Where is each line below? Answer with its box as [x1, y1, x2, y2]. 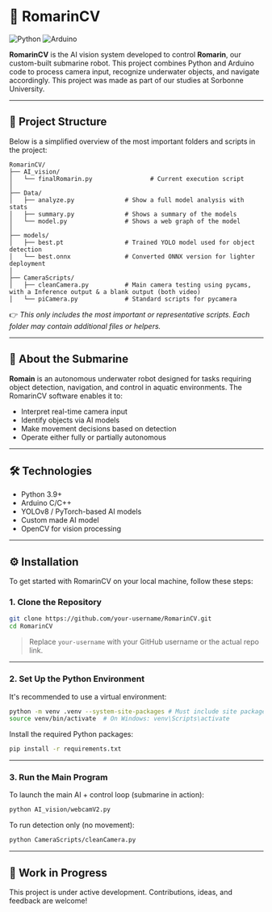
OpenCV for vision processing [20, 524, 122, 534]
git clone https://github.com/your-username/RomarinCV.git [9, 615, 212, 623]
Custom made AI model [20, 515, 99, 525]
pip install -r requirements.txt [9, 745, 122, 754]
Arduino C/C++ [20, 498, 72, 508]
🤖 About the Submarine [9, 352, 128, 366]
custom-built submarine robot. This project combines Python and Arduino [9, 58, 255, 68]
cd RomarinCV [9, 622, 53, 631]
